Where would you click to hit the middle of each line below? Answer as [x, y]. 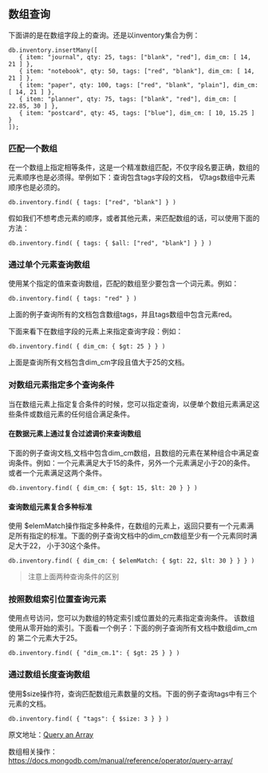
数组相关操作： [33, 751]
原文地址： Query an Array [51, 734]
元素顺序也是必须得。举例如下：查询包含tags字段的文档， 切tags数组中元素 [132, 177]
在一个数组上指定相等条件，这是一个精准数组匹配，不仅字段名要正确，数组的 [134, 168]
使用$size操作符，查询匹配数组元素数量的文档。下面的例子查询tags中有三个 [132, 693]
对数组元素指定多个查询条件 [61, 385]
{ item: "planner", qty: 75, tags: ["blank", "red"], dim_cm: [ [128, 99]
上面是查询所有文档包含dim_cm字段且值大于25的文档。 [99, 362]
